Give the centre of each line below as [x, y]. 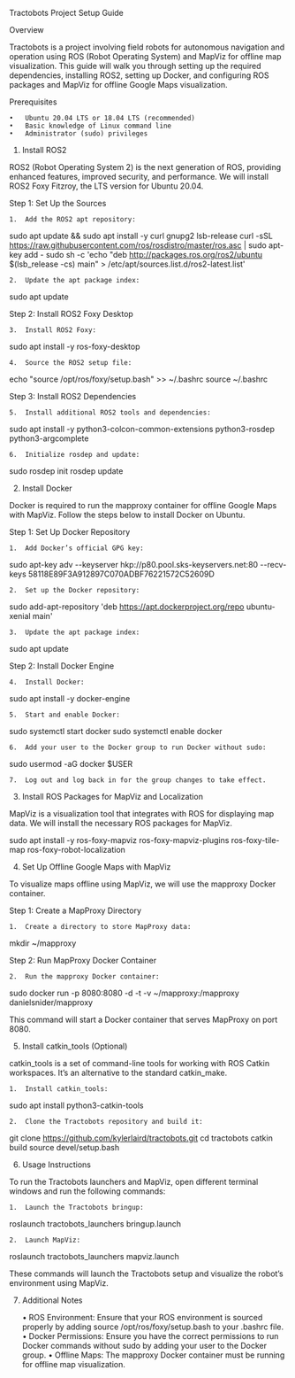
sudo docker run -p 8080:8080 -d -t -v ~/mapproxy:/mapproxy [125, 993]
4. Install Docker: [47, 682]
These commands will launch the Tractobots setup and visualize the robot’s [147, 1273]
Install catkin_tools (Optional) [75, 1046]
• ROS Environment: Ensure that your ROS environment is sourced [142, 1317]
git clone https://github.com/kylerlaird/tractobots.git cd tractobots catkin [141, 1138]
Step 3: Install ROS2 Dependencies [73, 396]
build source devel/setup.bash [64, 1147]
